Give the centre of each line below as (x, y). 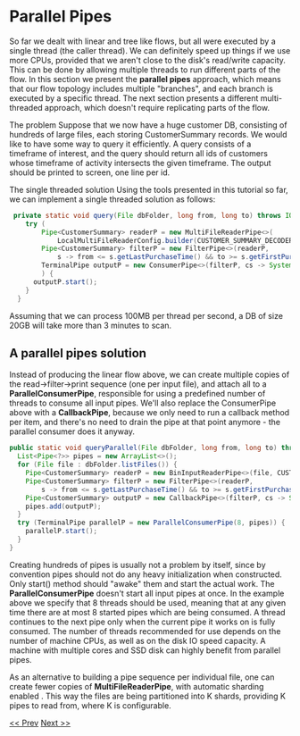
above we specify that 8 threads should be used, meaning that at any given (148, 602)
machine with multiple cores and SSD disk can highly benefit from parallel (145, 650)
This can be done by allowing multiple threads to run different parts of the (145, 70)
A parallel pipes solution (78, 353)
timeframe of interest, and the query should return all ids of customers (138, 153)
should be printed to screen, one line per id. (90, 172)
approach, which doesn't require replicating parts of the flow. (157, 107)
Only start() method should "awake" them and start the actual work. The (142, 583)
